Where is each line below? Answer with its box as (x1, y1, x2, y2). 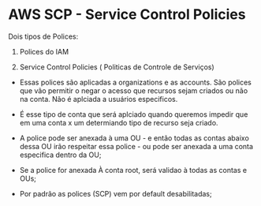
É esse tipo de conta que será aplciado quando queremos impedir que (19, 109, 248, 119)
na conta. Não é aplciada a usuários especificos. (19, 94, 178, 103)
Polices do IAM (19, 47, 69, 56)
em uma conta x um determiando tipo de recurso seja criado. (19, 118, 218, 127)
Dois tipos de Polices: (8, 32, 79, 41)
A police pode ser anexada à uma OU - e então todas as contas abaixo (19, 133, 250, 143)
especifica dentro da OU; (19, 150, 102, 159)
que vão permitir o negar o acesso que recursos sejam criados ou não (19, 85, 248, 96)
